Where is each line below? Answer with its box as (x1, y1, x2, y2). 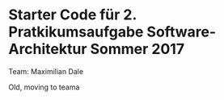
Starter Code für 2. (8, 6, 137, 24)
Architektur (8, 40, 87, 58)
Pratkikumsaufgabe (8, 23, 144, 41)
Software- (146, 23, 217, 41)
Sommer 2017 (90, 40, 184, 58)
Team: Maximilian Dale (8, 66, 83, 76)
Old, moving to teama (8, 82, 80, 92)
